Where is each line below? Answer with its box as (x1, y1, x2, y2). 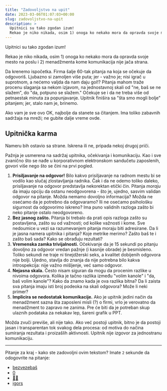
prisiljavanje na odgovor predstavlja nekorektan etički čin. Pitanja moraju (12, 183, 161, 189)
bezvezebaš (12, 364, 38, 370)
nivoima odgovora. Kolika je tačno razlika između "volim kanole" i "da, (12, 273, 156, 279)
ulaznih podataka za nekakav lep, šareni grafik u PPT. (12, 310, 122, 315)
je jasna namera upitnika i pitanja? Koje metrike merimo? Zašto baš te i (12, 231, 157, 236)
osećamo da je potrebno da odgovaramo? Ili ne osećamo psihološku (12, 199, 153, 205)
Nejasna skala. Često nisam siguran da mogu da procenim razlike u (12, 267, 152, 273)
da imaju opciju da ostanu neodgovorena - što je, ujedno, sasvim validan (12, 188, 161, 194)
